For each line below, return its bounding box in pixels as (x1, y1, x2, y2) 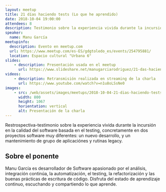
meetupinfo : (5, 40, 30, 45)
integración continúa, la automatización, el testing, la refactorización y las (5, 170, 155, 176)
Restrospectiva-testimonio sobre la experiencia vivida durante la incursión (5, 122, 157, 128)
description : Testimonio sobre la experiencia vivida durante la (5, 26, 142, 31)
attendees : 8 (5, 21, 32, 26)
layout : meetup (5, 7, 37, 12)
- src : (14, 90, 28, 95)
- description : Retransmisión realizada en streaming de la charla (14, 76, 156, 81)
